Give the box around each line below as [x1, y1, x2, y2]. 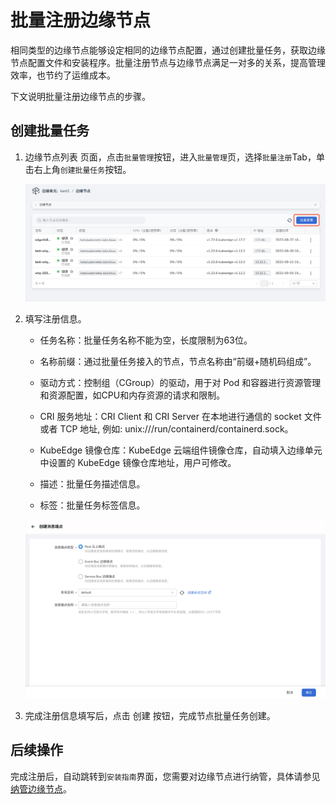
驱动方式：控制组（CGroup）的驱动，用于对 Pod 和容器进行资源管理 [39, 376, 322, 388]
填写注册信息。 [24, 312, 87, 325]
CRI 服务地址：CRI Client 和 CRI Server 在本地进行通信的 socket [39, 410, 302, 422]
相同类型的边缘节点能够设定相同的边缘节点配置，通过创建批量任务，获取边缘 [10, 44, 326, 56]
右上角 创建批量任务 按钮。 [33, 163, 132, 175]
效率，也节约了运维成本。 [10, 69, 116, 81]
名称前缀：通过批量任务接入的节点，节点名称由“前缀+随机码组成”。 [39, 355, 317, 367]
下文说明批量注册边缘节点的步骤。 [10, 90, 151, 102]
